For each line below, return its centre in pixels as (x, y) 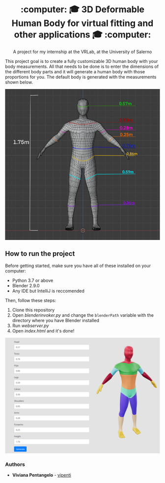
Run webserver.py (30, 326)
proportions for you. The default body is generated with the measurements (81, 77)
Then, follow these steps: (31, 300)
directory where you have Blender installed (55, 320)
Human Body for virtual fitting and (82, 23)
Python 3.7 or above (33, 280)
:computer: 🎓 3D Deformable (82, 10)
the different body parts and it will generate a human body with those (75, 71)
